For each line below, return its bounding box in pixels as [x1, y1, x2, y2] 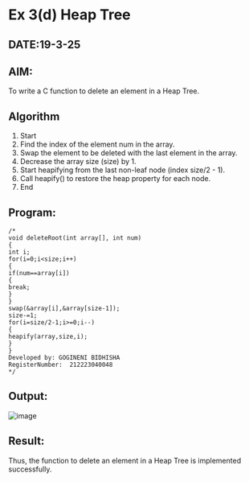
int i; [8, 248, 31, 257]
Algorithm [8, 109, 60, 123]
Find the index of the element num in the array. [19, 139, 175, 150]
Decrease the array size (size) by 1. [19, 157, 137, 167]
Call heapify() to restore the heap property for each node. [19, 174, 211, 183]
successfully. [8, 464, 52, 474]
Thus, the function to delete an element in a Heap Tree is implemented [8, 455, 242, 465]
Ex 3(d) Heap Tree [8, 6, 131, 24]
